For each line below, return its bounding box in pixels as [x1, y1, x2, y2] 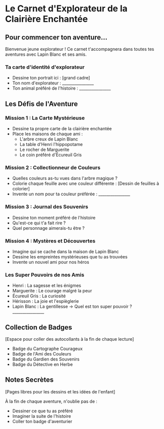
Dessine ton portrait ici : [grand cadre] [12, 75, 90, 81]
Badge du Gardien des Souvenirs [12, 356, 80, 362]
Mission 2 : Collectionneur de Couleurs [5, 164, 101, 171]
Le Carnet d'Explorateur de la [5, 3, 127, 14]
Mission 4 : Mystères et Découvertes [5, 237, 95, 244]
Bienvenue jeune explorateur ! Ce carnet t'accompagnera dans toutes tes [5, 46, 155, 52]
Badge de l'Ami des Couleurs [12, 351, 72, 357]
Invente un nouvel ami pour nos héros [12, 259, 89, 265]
